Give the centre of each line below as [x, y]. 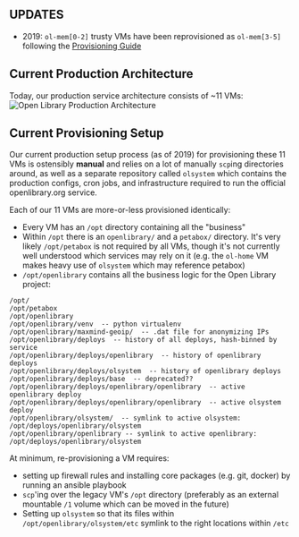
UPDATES [37, 15]
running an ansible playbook [74, 485]
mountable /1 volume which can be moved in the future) [125, 504]
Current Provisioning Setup [87, 133]
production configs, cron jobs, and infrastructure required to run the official [147, 183]
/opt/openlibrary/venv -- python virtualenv [95, 324]
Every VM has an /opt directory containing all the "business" [134, 227]
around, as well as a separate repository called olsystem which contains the [148, 174]
